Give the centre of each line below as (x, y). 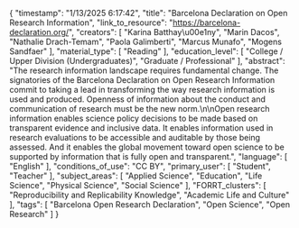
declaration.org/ (39, 32)
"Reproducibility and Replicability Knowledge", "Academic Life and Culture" (149, 195)
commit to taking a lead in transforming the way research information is (142, 90)
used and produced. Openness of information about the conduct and (138, 99)
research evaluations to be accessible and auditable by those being (135, 137)
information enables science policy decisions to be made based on (134, 118)
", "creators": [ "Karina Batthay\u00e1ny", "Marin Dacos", (174, 32)
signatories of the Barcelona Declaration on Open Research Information (142, 80)
